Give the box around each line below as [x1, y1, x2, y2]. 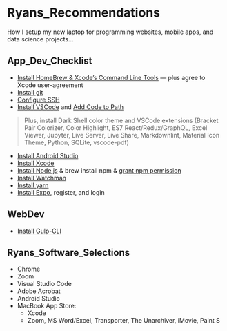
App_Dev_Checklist [7, 55, 92, 67]
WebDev [7, 209, 45, 220]
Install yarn [17, 181, 49, 189]
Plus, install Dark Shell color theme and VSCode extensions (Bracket [23, 116, 219, 124]
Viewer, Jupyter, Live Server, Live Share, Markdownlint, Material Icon [23, 131, 220, 139]
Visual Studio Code [17, 280, 72, 288]
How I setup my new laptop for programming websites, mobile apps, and [7, 28, 214, 36]
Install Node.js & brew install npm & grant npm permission [17, 166, 181, 174]
